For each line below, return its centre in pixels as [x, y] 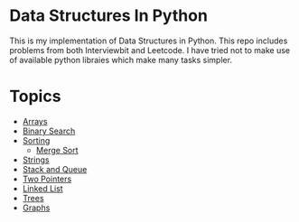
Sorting [36, 140]
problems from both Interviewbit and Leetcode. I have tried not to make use [150, 50]
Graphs [36, 208]
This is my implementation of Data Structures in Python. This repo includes [149, 41]
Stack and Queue [55, 169]
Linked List [42, 188]
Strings [36, 160]
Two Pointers [47, 179]
